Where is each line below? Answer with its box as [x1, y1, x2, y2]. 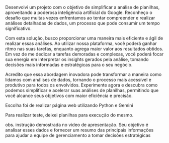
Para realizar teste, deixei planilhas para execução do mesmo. [5, 112, 134, 118]
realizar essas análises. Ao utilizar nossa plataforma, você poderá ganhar [5, 40, 157, 46]
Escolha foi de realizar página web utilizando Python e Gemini [5, 102, 133, 108]
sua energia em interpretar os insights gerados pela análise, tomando [5, 56, 149, 62]
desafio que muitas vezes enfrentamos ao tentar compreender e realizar [5, 15, 155, 20]
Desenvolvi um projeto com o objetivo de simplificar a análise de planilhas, [5, 4, 160, 10]
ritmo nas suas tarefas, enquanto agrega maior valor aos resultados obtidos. [5, 46, 163, 51]
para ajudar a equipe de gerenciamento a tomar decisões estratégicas [5, 132, 151, 138]
